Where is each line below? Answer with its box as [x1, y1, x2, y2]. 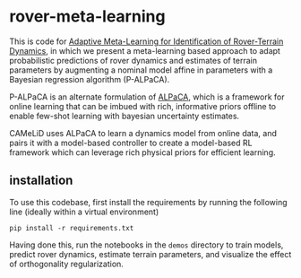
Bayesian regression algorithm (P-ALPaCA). [9, 74, 170, 84]
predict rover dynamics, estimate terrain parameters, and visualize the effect [9, 248, 292, 259]
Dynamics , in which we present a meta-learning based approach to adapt [9, 45, 280, 56]
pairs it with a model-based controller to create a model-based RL [9, 137, 253, 148]
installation [9, 173, 73, 188]
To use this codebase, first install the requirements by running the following [9, 196, 288, 207]
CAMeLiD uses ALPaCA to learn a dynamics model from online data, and [9, 127, 278, 138]
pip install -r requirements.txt [9, 223, 134, 232]
